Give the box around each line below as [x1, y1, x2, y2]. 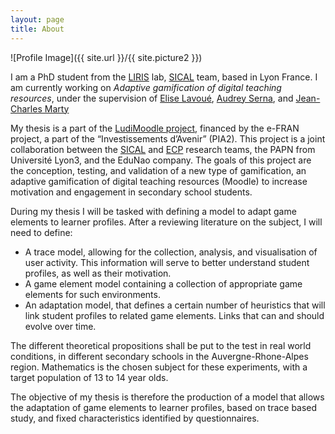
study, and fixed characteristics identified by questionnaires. [10, 412, 260, 424]
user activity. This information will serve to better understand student [24, 256, 310, 268]
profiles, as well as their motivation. [24, 267, 172, 279]
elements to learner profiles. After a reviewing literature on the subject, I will [10, 216, 323, 228]
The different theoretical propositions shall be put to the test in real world [10, 339, 312, 351]
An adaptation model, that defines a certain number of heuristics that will [24, 299, 326, 311]
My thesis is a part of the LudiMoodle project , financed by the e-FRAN [10, 122, 300, 134]
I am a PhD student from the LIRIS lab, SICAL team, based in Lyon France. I [10, 71, 318, 83]
